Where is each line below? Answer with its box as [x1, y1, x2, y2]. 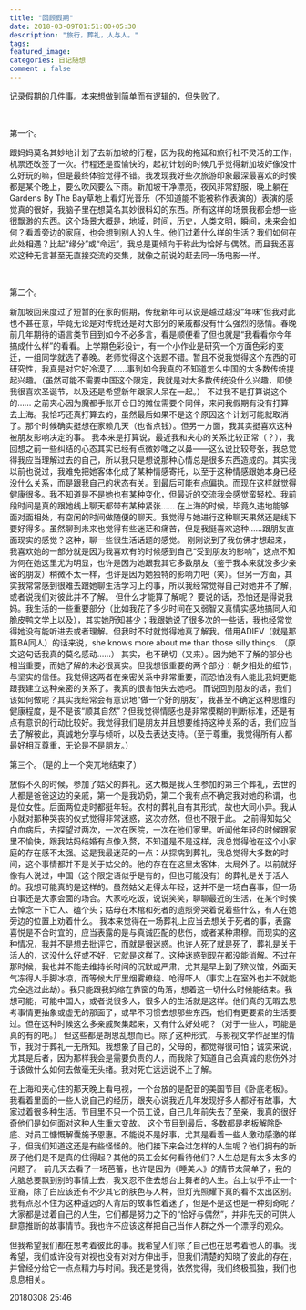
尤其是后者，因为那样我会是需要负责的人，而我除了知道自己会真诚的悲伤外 [9, 1052, 289, 1064]
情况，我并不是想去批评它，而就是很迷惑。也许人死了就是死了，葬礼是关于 [16, 938, 297, 949]
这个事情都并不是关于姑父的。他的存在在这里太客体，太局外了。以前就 [25, 858, 289, 869]
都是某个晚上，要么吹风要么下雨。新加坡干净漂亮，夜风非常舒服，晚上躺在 [9, 181, 289, 192]
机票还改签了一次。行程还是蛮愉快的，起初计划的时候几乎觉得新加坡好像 [9, 158, 280, 169]
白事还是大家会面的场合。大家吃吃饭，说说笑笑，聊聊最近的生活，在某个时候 [9, 892, 297, 904]
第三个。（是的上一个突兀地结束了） [9, 759, 141, 770]
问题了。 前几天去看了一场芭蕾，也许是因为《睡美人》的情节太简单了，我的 [9, 1163, 291, 1174]
